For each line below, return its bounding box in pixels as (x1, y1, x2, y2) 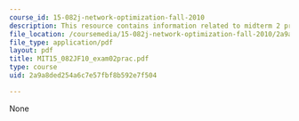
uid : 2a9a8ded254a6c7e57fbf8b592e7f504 (9, 71, 158, 80)
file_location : (9, 29, 66, 38)
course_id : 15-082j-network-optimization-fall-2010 (9, 12, 205, 22)
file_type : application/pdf (9, 37, 114, 47)
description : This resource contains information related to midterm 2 (9, 21, 280, 30)
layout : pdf (9, 46, 53, 55)
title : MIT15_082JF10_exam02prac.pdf (9, 54, 149, 63)
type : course (9, 63, 58, 72)
